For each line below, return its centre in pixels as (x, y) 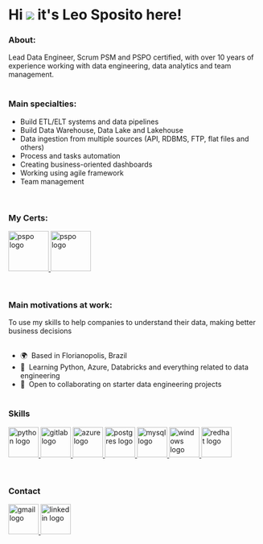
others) (32, 147)
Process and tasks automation (70, 155)
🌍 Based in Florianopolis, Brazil (73, 356)
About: (22, 40)
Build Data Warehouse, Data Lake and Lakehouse (101, 130)
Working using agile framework (72, 173)
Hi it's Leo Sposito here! (95, 15)
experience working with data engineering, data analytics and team (120, 66)
